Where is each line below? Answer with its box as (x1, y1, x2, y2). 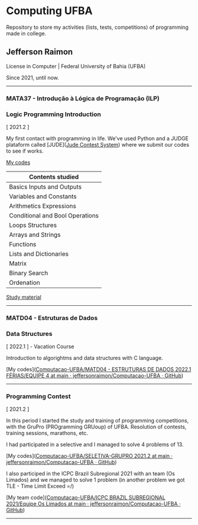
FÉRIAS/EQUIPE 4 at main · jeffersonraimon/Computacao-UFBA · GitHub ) (6, 372, 184, 379)
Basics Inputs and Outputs (9, 183, 82, 191)
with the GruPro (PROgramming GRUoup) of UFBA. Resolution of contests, (6, 423, 187, 431)
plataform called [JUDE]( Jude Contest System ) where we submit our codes (6, 141, 190, 148)
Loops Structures (9, 221, 57, 229)
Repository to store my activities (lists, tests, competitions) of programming (6, 24, 189, 31)
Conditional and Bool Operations (9, 211, 99, 219)
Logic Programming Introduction (6, 110, 101, 118)
